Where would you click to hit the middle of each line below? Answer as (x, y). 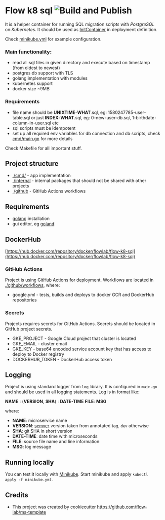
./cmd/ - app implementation (41, 176)
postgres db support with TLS (42, 73)
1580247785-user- (127, 112)
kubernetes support (32, 83)
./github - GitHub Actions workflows (49, 191)
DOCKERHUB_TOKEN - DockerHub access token (62, 359)
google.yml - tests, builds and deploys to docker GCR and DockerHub (83, 295)
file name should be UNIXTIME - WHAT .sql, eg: (60, 112)
